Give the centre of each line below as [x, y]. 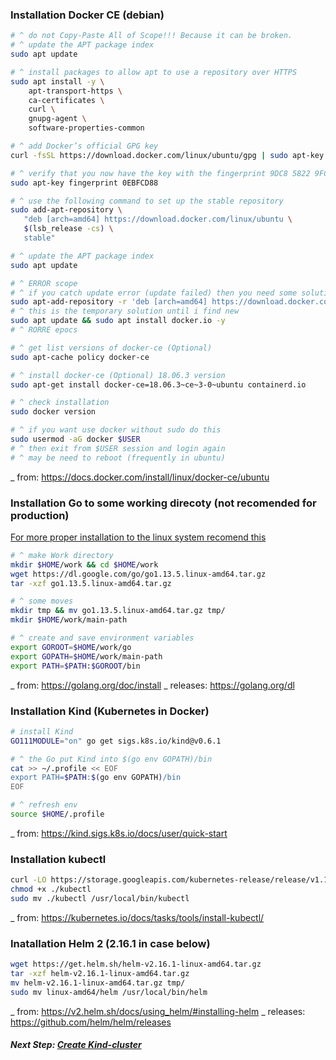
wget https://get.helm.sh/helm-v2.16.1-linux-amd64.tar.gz [136, 964]
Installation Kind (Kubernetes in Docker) [110, 711]
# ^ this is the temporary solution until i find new [125, 311]
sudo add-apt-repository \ [66, 210]
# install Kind [42, 731]
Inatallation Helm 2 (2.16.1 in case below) [110, 943]
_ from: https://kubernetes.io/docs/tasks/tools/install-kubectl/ [137, 917]
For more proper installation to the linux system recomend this [138, 537]
